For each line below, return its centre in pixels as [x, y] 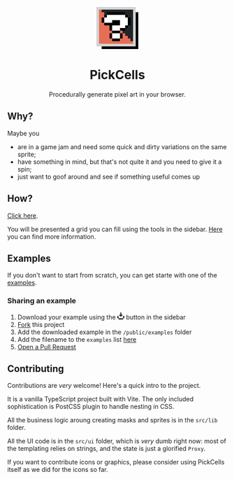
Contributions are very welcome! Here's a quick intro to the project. [104, 386]
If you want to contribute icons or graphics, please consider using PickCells [116, 462]
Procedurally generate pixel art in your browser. [117, 94]
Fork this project [41, 324]
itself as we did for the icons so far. [58, 470]
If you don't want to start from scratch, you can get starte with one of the [112, 275]
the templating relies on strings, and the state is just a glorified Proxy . [107, 449]
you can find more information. [52, 236]
